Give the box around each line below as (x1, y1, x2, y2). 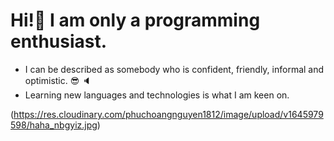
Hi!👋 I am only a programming (10, 9, 261, 32)
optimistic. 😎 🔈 (24, 74, 92, 86)
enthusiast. (10, 30, 108, 53)
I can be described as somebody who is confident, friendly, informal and (24, 63, 325, 75)
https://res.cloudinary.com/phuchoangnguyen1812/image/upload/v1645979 (13, 108, 324, 120)
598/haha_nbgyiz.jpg (10, 119, 98, 131)
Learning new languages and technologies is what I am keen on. (24, 89, 290, 101)
